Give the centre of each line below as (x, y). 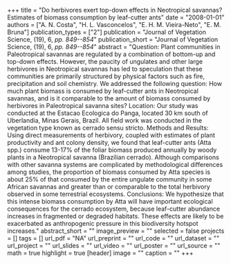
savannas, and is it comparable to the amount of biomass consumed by (109, 98)
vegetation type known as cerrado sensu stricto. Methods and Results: (108, 128)
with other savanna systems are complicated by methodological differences (115, 165)
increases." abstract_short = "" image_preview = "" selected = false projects (116, 231)
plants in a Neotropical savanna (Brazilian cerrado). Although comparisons (113, 157)
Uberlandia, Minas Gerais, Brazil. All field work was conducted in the (105, 120)
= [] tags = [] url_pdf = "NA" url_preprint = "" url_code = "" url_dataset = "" (113, 238)
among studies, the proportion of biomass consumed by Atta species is (109, 172)
